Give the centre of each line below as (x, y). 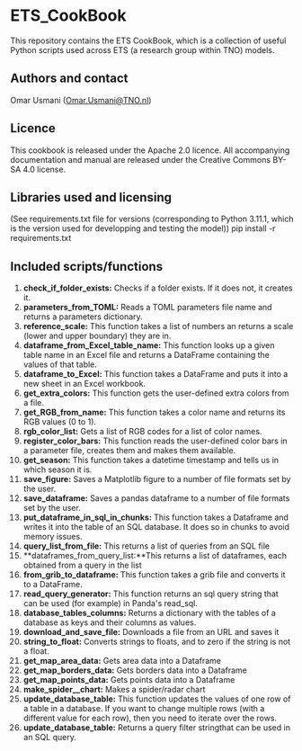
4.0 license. (44, 169)
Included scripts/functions (87, 266)
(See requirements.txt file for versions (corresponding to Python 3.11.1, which (152, 219)
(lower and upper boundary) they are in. (97, 336)
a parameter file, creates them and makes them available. (129, 451)
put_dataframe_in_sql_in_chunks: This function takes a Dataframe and (155, 517)
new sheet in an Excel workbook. (84, 384)
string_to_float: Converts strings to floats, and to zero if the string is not (157, 642)
